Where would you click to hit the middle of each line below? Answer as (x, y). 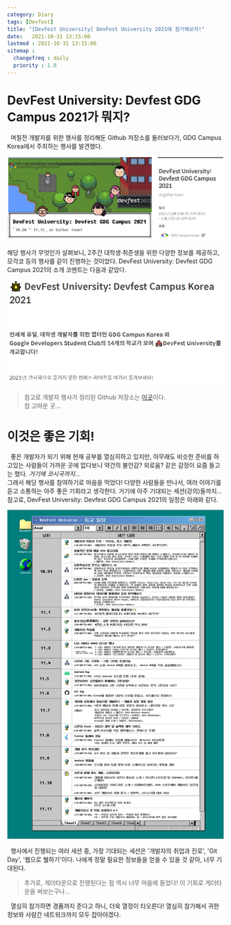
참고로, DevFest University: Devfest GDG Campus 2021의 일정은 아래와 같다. (113, 500)
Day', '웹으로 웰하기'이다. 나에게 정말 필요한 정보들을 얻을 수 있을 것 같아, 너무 (111, 859)
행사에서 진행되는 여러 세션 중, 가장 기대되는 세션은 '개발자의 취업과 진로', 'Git (114, 851)
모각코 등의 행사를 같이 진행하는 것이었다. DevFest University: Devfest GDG (110, 261)
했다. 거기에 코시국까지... (47, 474)
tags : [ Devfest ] (30, 22)
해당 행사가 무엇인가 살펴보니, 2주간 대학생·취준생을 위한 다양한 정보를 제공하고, (113, 253)
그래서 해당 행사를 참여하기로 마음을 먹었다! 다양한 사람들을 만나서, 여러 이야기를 (114, 483)
